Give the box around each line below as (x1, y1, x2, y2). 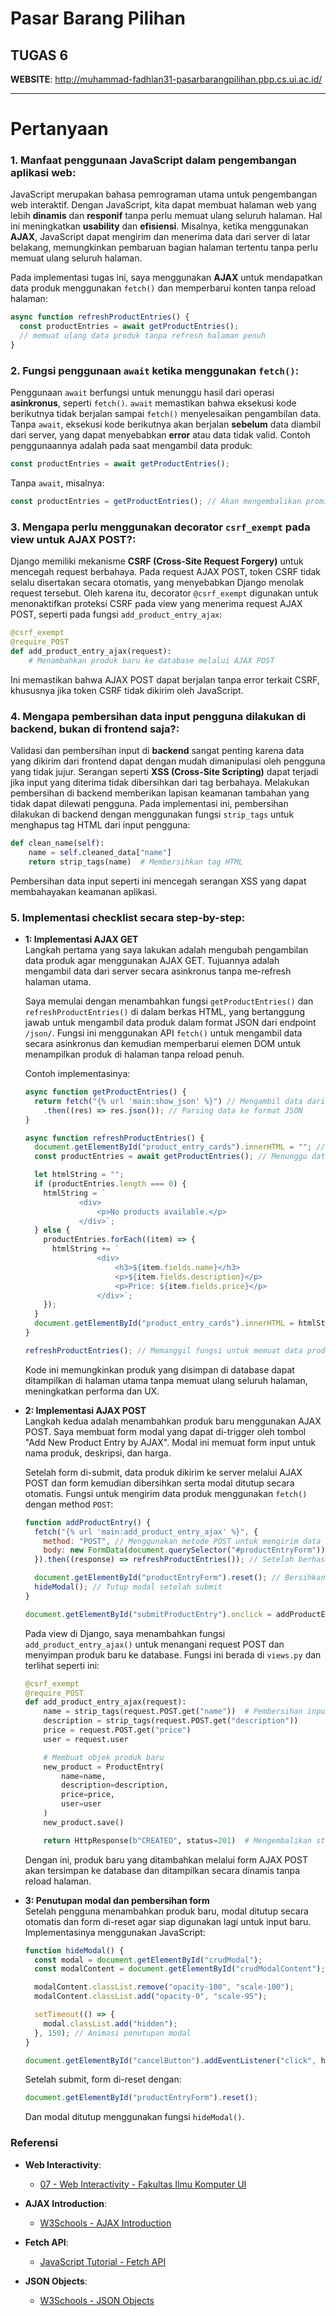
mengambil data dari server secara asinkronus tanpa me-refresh (24, 965, 292, 977)
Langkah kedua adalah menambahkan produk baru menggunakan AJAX (24, 1415, 322, 1427)
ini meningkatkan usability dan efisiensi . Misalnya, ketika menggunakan (10, 220, 309, 232)
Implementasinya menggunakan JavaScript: (24, 1926, 206, 1938)
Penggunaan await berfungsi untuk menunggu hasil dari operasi (10, 387, 275, 399)
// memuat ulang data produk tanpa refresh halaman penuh (19, 331, 267, 341)
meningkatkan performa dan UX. (24, 1385, 160, 1397)
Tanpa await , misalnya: (10, 477, 105, 489)
